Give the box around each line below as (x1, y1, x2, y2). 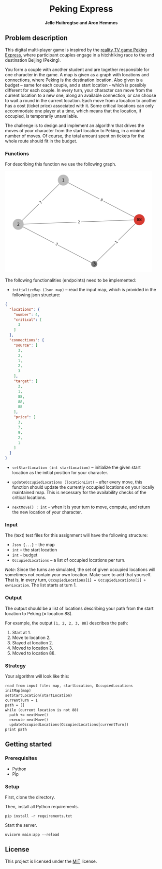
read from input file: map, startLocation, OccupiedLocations (5, 683, 133, 688)
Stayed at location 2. (12, 639, 53, 645)
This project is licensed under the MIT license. (5, 858, 97, 864)
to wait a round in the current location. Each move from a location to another (5, 97, 157, 103)
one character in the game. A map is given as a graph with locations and (5, 71, 149, 77)
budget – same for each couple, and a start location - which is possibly (5, 82, 147, 88)
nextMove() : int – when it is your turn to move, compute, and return (12, 504, 150, 510)
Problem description (5, 34, 68, 42)
